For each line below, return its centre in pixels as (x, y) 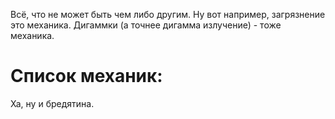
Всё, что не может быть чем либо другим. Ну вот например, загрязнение (168, 14)
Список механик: (86, 76)
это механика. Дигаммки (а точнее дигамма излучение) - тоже (146, 25)
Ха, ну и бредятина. (52, 103)
